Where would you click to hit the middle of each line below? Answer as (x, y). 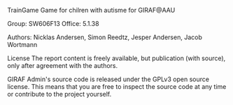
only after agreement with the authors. (63, 65)
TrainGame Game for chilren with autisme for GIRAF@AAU (91, 10)
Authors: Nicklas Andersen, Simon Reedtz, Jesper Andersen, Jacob (105, 37)
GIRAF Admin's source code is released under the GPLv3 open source (108, 79)
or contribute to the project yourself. (59, 94)
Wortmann (22, 44)
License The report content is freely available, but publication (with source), (116, 58)
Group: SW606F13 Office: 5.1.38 (53, 23)
